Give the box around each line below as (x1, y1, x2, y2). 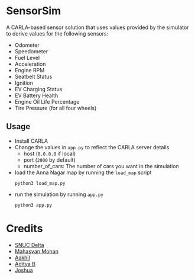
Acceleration (14, 60, 46, 68)
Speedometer (14, 47, 48, 54)
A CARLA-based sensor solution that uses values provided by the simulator (6, 24, 189, 31)
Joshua (14, 267, 33, 274)
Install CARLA (14, 137, 48, 145)
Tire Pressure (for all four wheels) (14, 104, 97, 111)
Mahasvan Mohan (14, 248, 59, 255)
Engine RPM (14, 66, 45, 73)
